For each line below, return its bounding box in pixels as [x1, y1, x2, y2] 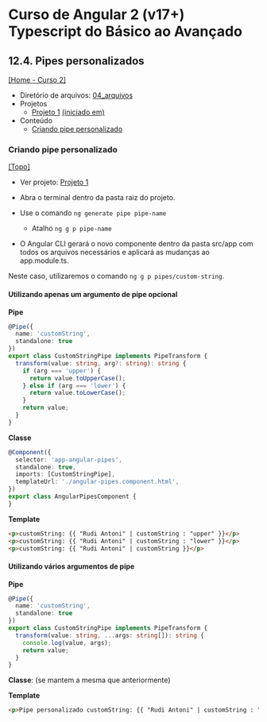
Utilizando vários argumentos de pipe [8, 562, 135, 571]
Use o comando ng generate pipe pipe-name [19, 208, 167, 218]
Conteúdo [19, 116, 53, 125]
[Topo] [8, 162, 30, 172]
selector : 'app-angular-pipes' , [15, 455, 123, 464]
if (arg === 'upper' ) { [22, 367, 102, 375]
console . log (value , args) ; [22, 639, 112, 647]
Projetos [19, 99, 48, 108]
